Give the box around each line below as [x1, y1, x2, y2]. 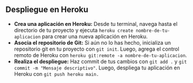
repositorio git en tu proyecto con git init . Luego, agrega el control [13, 45, 180, 52]
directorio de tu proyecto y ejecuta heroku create [13, 26, 133, 34]
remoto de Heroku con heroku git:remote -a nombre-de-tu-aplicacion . [13, 51, 187, 58]
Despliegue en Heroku [5, 5, 89, 15]
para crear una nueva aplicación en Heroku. [42, 32, 148, 40]
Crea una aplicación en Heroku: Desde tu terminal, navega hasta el [13, 20, 178, 27]
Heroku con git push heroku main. [13, 70, 99, 77]
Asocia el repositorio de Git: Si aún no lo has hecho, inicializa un [13, 39, 171, 46]
